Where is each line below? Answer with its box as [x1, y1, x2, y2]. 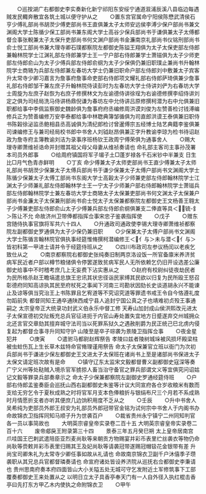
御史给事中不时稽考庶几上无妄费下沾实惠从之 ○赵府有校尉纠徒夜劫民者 [6, 266, 196, 273]
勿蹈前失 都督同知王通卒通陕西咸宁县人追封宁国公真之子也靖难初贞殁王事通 [6, 297, 196, 304]
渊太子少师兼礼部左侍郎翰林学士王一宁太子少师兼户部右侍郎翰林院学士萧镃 [6, 182, 194, 189]
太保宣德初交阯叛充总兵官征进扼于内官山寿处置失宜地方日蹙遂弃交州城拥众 [11, 312, 200, 319]
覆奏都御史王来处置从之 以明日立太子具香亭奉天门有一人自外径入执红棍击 [6, 473, 191, 480]
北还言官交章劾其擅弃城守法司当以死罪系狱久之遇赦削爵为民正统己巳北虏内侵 [6, 320, 200, 327]
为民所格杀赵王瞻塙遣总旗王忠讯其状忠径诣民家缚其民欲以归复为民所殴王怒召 [6, 274, 200, 281]
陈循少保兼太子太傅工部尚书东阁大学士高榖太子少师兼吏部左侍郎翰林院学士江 [6, 174, 200, 181]
